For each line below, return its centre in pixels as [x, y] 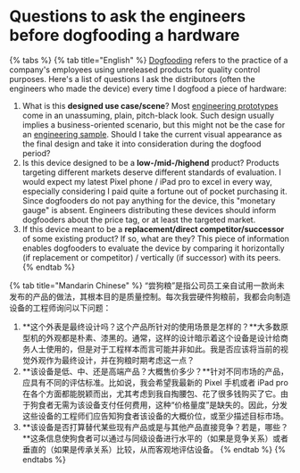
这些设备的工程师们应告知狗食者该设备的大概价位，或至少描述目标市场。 [155, 416]
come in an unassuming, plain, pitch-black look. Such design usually [148, 115]
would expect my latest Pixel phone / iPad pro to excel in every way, [147, 181]
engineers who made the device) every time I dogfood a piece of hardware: [148, 88]
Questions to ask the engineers [128, 17]
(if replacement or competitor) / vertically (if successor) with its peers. [151, 257]
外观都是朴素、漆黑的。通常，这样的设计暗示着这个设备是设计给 [163, 337]
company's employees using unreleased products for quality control [135, 70]
